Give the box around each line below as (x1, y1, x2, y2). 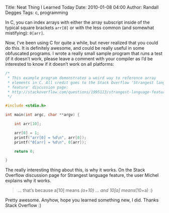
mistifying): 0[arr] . (5, 30, 45, 36)
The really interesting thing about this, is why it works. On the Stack (5, 167, 145, 173)
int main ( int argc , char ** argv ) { (5, 113, 80, 118)
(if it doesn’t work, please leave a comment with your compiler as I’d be (5, 56, 153, 62)
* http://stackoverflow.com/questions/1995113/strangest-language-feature (7, 89, 167, 94)
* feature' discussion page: (7, 85, 69, 90)
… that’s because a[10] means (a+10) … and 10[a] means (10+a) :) (17, 187, 153, 193)
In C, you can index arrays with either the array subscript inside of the (5, 20, 150, 25)
